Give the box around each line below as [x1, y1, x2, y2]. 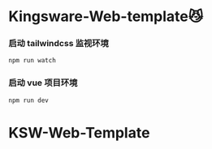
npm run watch [8, 57, 57, 65]
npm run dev [8, 96, 49, 104]
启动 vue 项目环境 [8, 77, 78, 88]
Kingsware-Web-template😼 [8, 7, 204, 26]
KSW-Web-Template [8, 123, 150, 142]
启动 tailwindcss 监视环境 [8, 38, 110, 49]
